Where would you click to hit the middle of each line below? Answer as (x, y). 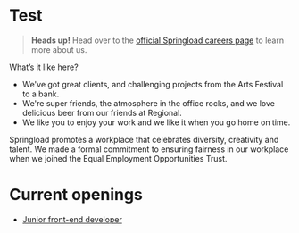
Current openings (76, 195)
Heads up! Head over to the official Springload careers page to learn (157, 40)
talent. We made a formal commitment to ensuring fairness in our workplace (149, 149)
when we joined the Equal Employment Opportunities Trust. (118, 158)
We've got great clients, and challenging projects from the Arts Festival (153, 84)
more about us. (59, 49)
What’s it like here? (44, 67)
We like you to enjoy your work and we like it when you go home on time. (156, 122)
